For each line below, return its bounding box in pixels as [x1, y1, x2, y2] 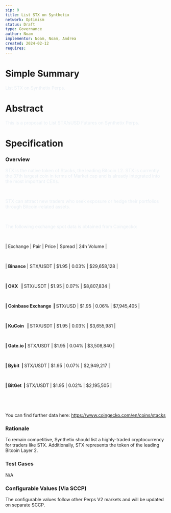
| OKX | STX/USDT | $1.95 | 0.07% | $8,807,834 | [5, 283, 110, 289]
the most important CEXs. [5, 178, 60, 184]
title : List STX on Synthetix [5, 12, 70, 17]
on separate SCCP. [5, 502, 45, 508]
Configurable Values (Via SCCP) [5, 485, 87, 492]
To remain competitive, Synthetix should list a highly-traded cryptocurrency [5, 437, 164, 443]
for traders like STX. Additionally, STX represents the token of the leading [5, 442, 160, 448]
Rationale [5, 425, 30, 432]
